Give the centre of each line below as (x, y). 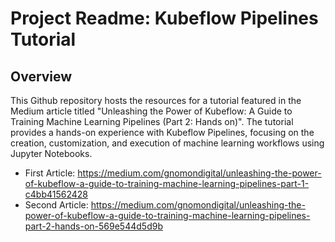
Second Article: (56, 205)
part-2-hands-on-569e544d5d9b (93, 226)
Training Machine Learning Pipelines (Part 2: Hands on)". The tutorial (152, 121)
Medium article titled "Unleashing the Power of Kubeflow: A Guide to (151, 111)
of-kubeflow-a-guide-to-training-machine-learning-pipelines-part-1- (167, 183)
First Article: (50, 173)
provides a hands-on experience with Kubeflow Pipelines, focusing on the (162, 132)
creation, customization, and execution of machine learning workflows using (167, 143)
